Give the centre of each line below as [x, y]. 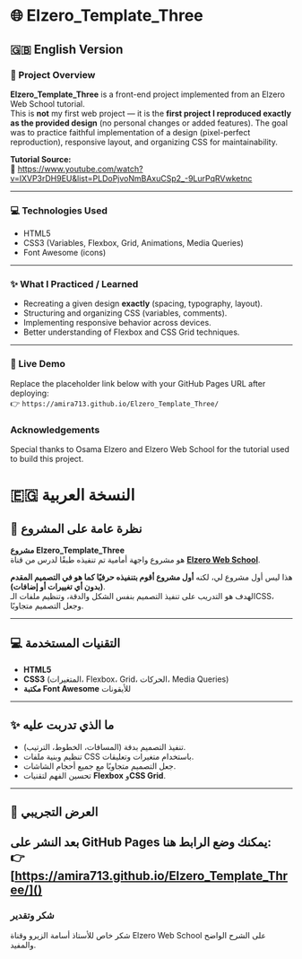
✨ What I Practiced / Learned [74, 284]
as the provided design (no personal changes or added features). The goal [149, 123]
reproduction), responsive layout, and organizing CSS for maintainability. [144, 142]
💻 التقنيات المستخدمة [65, 644]
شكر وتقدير [32, 916]
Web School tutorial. [47, 103]
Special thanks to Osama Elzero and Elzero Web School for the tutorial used [150, 449]
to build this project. [47, 459]
